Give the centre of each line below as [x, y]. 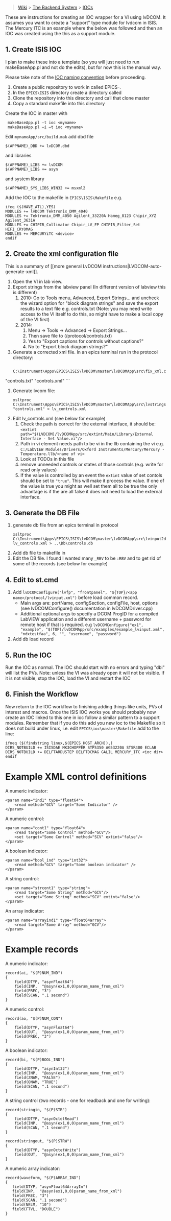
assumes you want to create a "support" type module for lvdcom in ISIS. [81, 23]
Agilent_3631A [20, 220]
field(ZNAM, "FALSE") [37, 1078]
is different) [25, 292]
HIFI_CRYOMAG [19, 229]
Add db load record [33, 639]
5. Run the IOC [29, 655]
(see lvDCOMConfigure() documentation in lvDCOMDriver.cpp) [87, 608]
